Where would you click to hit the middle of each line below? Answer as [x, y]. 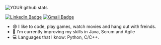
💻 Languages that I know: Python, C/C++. [56, 37]
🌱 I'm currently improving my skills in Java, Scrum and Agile [74, 32]
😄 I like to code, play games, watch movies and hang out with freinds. [84, 26]
